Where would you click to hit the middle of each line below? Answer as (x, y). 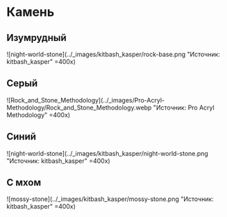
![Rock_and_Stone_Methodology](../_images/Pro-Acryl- (85, 100)
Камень (31, 12)
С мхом (24, 183)
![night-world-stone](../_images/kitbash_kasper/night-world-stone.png (108, 153)
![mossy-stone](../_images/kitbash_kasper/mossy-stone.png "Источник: (110, 199)
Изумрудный (36, 38)
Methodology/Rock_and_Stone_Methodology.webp (79, 107)
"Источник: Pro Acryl (184, 107)
